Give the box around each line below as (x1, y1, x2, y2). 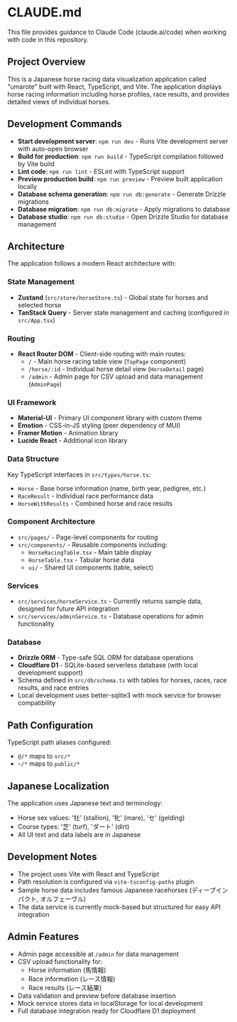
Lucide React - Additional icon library (17, 436, 128, 445)
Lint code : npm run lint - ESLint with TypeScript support (17, 167, 184, 175)
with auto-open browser (17, 144, 89, 153)
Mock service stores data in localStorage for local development (17, 999, 204, 1007)
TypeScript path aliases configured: (7, 738, 112, 746)
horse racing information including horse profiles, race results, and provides (7, 89, 230, 98)
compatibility (17, 699, 56, 707)
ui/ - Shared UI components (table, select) (28, 562, 154, 572)
